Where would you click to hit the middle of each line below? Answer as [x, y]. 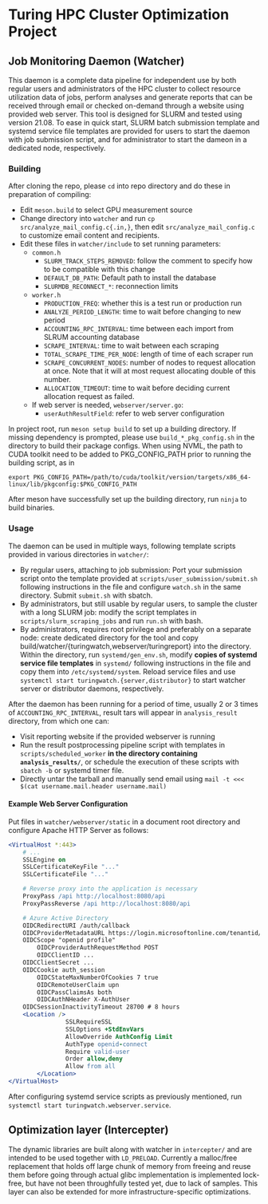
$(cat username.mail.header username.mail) [93, 786]
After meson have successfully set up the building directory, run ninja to [128, 499]
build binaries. [32, 507]
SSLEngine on [44, 859]
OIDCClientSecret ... [58, 963]
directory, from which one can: [59, 720]
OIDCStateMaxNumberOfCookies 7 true [98, 977]
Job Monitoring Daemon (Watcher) [97, 61]
